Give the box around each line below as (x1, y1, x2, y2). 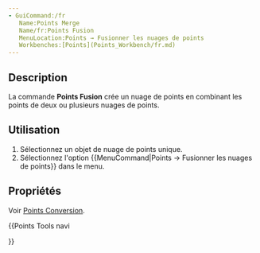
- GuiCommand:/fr (8, 11, 66, 20)
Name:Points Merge (18, 19, 80, 27)
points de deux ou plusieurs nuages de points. (8, 100, 160, 110)
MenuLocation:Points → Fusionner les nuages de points (18, 33, 204, 42)
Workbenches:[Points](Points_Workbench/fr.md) (18, 41, 177, 49)
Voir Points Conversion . (8, 205, 85, 215)
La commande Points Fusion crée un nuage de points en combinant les (8, 91, 243, 101)
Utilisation (8, 123, 60, 137)
